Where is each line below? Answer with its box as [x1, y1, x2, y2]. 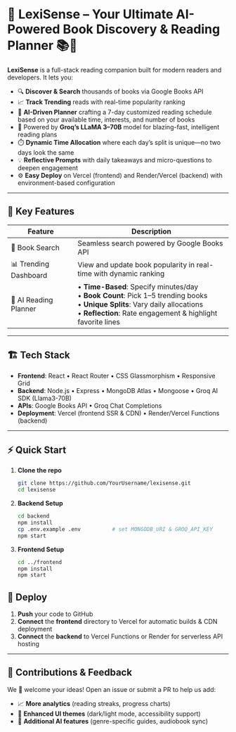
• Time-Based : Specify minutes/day [77, 281, 199, 291]
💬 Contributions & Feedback [7, 667, 132, 679]
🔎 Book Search [11, 243, 60, 252]
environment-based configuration [17, 179, 115, 187]
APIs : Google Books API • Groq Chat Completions [17, 401, 162, 410]
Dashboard [11, 270, 48, 280]
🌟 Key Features [7, 205, 75, 217]
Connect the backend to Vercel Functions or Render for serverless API [17, 632, 223, 641]
